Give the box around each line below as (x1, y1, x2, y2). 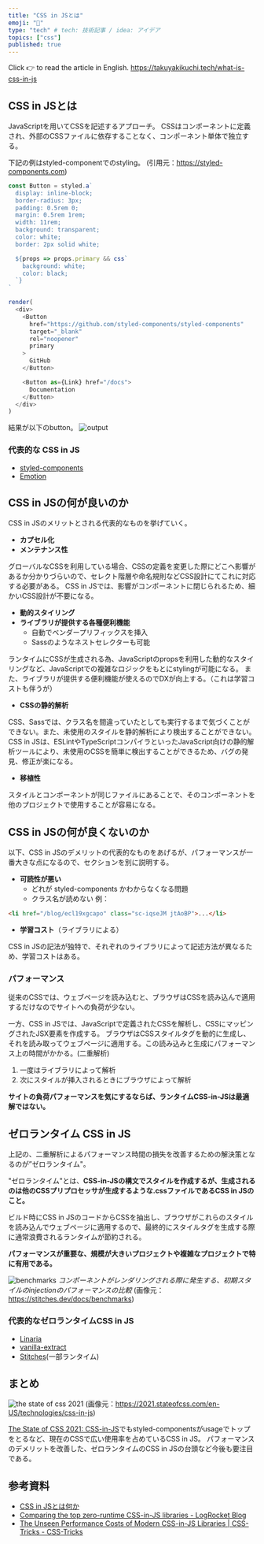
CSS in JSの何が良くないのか (8, 825, 149, 839)
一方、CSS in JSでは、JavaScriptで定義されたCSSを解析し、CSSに (8, 1019, 226, 1029)
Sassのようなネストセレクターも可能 (31, 637, 151, 647)
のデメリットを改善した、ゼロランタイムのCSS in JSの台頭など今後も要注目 (8, 1444, 254, 1453)
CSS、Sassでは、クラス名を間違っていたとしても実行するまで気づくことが (8, 718, 250, 727)
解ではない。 (8, 1102, 49, 1112)
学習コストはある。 (21, 952, 84, 961)
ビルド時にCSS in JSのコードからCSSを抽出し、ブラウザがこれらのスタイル (8, 1212, 254, 1222)
